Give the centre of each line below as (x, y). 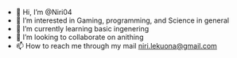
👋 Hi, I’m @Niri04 (44, 12)
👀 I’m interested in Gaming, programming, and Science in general (122, 20)
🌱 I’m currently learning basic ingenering (82, 29)
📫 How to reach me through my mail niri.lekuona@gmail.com (116, 46)
